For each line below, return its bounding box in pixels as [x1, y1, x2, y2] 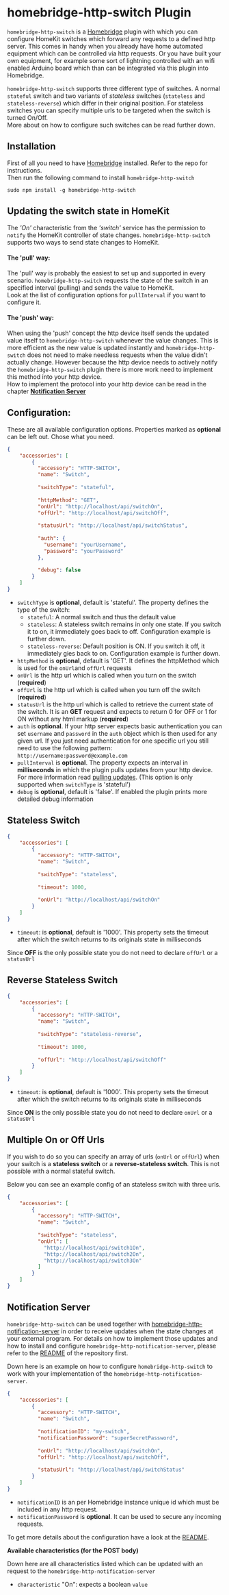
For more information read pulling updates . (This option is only [16, 773, 193, 781]
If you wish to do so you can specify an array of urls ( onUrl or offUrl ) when [7, 1152, 220, 1161]
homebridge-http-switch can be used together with [7, 1320, 150, 1328]
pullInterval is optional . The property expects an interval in [16, 758, 188, 767]
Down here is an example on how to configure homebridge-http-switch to [7, 1362, 213, 1370]
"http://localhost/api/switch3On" [43, 1257, 142, 1264]
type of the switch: [16, 605, 70, 614]
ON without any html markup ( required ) [16, 715, 129, 723]
